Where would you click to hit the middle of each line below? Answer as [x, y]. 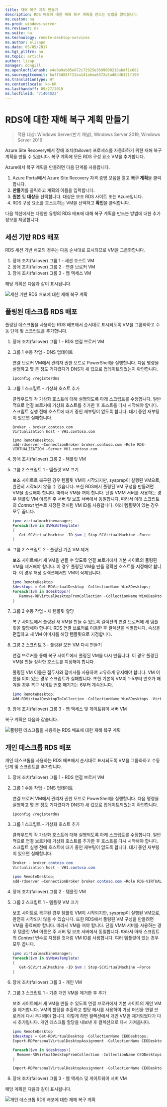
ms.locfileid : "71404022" [32, 93]
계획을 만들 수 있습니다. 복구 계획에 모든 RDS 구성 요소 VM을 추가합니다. [75, 157]
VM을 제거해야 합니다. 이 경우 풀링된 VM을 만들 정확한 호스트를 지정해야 [82, 566]
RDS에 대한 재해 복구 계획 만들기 [67, 120]
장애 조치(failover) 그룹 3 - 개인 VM [47, 982]
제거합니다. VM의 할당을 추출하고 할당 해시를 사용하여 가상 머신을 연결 [85, 1010]
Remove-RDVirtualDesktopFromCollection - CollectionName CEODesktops [89, 1055]
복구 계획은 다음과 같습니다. [32, 720]
